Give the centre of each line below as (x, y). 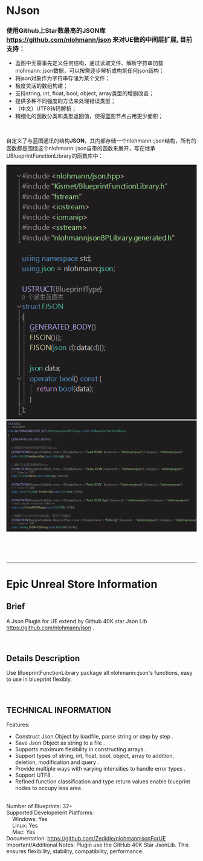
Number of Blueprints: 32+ (40, 806)
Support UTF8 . (34, 775)
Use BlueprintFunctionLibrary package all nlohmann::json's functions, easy (99, 673)
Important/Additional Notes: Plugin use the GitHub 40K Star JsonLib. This (98, 845)
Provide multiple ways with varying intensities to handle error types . (100, 769)
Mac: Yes (24, 832)
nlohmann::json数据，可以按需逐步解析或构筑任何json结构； (89, 71)
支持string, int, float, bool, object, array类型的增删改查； (85, 93)
